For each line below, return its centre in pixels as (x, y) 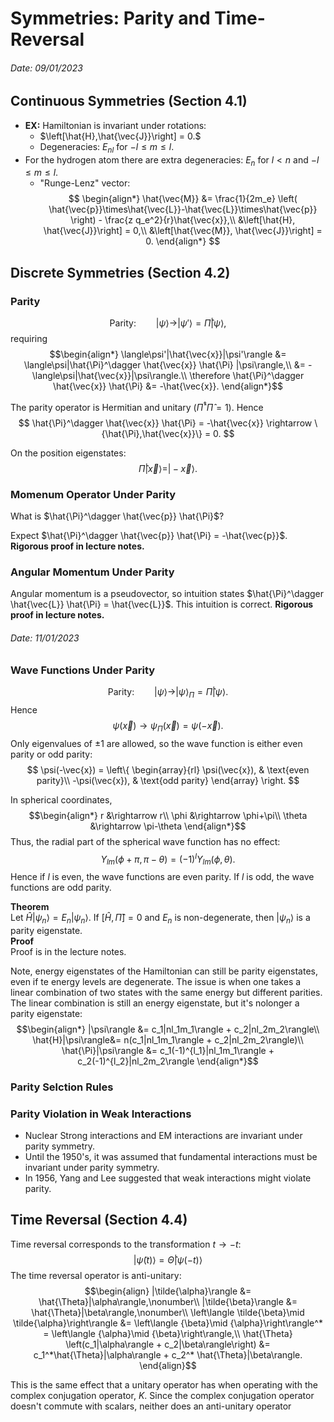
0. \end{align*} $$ (183, 241)
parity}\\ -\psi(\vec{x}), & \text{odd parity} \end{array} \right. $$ (168, 780)
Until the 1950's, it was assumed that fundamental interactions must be (171, 1156)
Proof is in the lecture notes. (68, 951)
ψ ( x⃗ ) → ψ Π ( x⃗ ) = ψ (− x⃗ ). (168, 726)
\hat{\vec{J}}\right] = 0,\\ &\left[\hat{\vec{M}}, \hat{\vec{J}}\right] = (183, 231)
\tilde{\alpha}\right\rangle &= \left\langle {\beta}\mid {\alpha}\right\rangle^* (168, 1323)
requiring (29, 339)
